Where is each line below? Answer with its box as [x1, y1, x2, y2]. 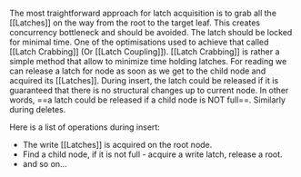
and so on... [22, 159, 67, 169]
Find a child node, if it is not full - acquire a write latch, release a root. [22, 149, 284, 160]
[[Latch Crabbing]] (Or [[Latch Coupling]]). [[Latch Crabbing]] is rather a [9, 46, 280, 57]
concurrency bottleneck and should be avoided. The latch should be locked [9, 27, 293, 37]
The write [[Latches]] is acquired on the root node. [22, 140, 213, 150]
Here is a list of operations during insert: [9, 122, 161, 133]
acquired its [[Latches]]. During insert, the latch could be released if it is [9, 75, 279, 85]
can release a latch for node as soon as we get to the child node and [9, 65, 266, 76]
